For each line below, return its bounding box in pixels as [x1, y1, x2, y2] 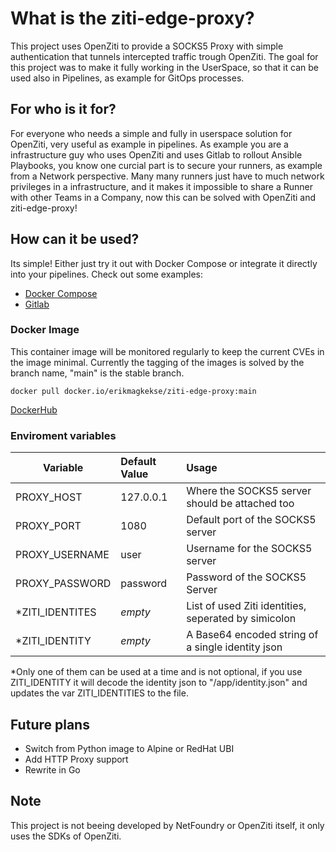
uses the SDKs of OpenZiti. [10, 830, 122, 842]
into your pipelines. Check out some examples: [10, 268, 203, 280]
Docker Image [10, 323, 80, 337]
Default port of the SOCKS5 [186, 513, 317, 527]
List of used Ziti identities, [186, 599, 307, 613]
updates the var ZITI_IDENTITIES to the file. [10, 687, 189, 699]
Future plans [10, 716, 90, 733]
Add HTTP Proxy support [24, 753, 129, 765]
